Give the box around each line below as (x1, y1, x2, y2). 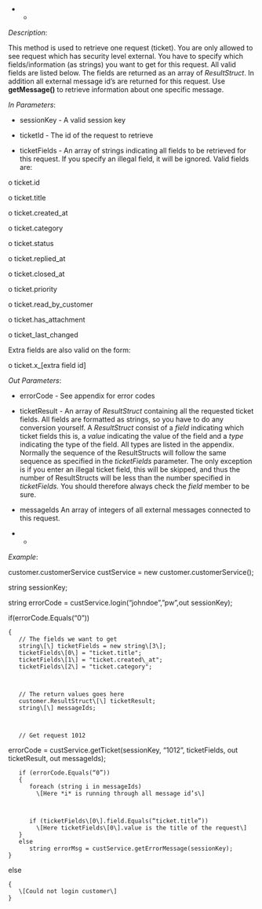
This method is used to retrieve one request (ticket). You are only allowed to (8, 43, 253, 52)
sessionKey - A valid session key (19, 116, 126, 124)
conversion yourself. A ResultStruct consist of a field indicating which (19, 423, 245, 432)
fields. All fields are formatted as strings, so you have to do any (19, 414, 224, 424)
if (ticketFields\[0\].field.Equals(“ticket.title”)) (28, 817, 209, 825)
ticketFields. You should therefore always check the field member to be (19, 481, 250, 491)
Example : (8, 552, 38, 561)
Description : (8, 28, 48, 37)
